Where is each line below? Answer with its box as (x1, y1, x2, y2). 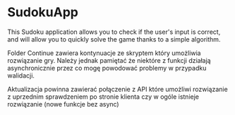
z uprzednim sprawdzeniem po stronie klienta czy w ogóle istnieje (7, 92, 200, 101)
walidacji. (7, 71, 35, 80)
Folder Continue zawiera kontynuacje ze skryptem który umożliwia (7, 49, 201, 57)
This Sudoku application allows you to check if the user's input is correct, (7, 28, 221, 36)
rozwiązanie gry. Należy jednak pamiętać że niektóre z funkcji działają (7, 56, 211, 64)
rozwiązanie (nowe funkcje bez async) (7, 99, 119, 108)
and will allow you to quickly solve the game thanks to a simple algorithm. (7, 35, 221, 43)
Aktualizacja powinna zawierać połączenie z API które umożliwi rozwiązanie (7, 85, 228, 93)
